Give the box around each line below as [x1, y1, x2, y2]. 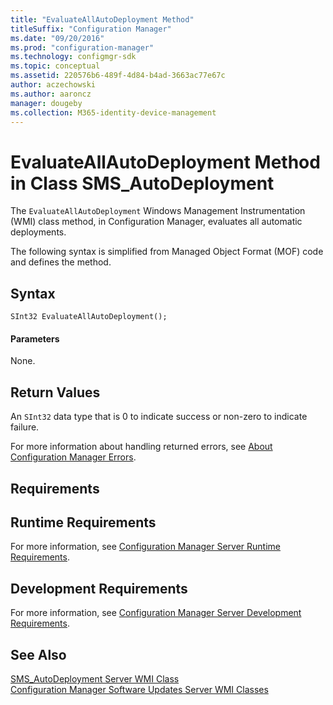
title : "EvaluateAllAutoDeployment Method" [10, 14, 195, 25]
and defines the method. [10, 256, 112, 268]
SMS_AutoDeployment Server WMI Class [10, 672, 180, 685]
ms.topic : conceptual [10, 61, 101, 71]
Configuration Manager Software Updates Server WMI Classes [10, 683, 269, 695]
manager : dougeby [10, 98, 83, 108]
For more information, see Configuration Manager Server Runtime [10, 541, 281, 553]
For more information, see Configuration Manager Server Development [10, 607, 302, 619]
